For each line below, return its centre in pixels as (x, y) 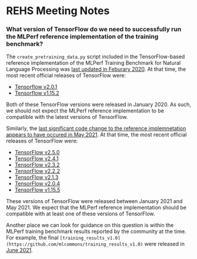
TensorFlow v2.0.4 (37, 184)
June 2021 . (20, 250)
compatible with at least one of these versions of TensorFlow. (81, 214)
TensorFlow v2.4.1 (36, 159)
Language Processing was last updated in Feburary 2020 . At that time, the (96, 69)
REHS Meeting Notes (58, 11)
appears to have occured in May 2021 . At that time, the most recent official (96, 135)
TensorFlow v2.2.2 (37, 171)
